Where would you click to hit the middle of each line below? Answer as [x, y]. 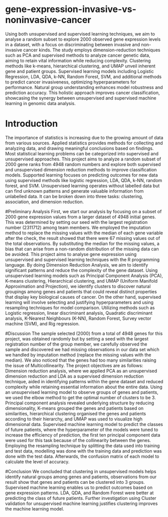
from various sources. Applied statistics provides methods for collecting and [84, 143]
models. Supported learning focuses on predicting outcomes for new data [81, 175]
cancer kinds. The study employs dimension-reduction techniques [92, 50]
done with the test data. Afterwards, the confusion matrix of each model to [82, 456]
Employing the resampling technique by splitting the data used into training [82, 446]
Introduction [32, 124]
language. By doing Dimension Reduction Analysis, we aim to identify [77, 265]
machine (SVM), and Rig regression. [43, 323]
